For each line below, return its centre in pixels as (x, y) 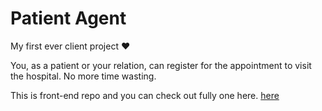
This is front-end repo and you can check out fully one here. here (145, 95)
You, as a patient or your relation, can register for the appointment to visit (161, 65)
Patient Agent (68, 18)
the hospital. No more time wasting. (83, 76)
